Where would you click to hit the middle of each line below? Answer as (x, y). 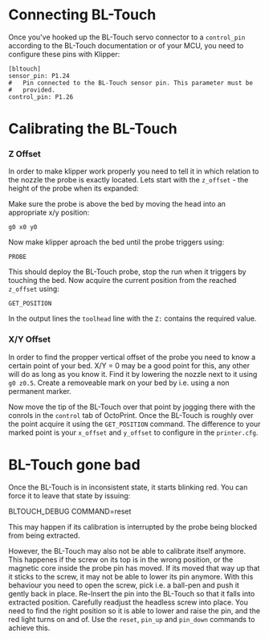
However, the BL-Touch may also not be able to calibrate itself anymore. (127, 551)
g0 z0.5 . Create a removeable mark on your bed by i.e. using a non (119, 383)
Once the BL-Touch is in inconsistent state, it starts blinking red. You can (128, 487)
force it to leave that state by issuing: (69, 495)
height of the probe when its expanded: (73, 188)
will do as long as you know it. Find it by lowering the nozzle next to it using (133, 374)
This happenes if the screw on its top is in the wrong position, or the (121, 559)
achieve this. (29, 628)
